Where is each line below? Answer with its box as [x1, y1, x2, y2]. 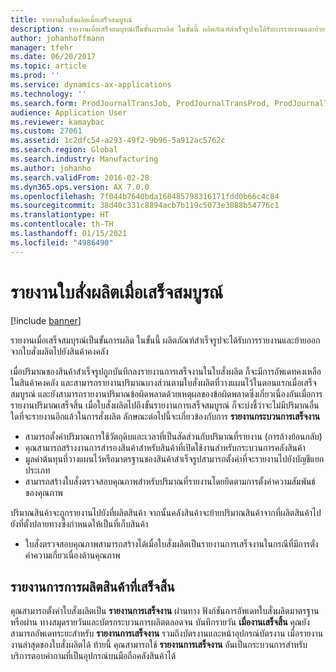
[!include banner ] [10, 314, 82, 326]
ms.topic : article [10, 61, 87, 71]
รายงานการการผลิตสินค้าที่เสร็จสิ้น [10, 578, 175, 595]
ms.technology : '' [10, 89, 87, 99]
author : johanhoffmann [10, 33, 105, 43]
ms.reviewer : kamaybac [10, 117, 105, 127]
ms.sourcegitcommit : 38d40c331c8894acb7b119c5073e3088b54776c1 [10, 201, 280, 211]
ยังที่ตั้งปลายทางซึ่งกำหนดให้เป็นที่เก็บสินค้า [10, 517, 149, 530]
